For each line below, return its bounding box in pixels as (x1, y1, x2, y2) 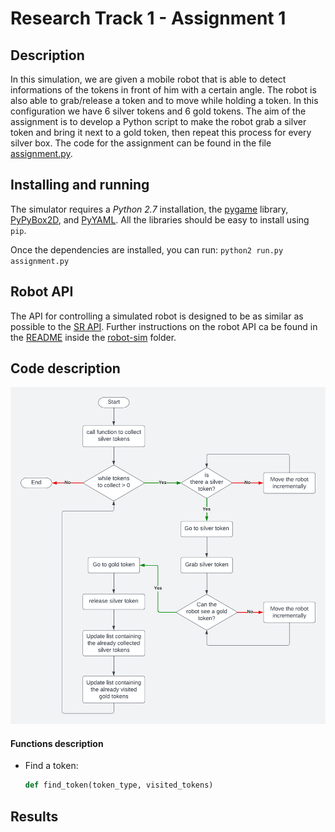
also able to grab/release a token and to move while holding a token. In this (10, 95, 319, 106)
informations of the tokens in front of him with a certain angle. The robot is (10, 84, 317, 96)
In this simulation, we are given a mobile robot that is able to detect (10, 73, 287, 85)
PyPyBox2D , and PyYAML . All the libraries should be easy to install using (10, 213, 310, 226)
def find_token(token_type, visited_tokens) (24, 780, 214, 791)
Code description (10, 360, 121, 377)
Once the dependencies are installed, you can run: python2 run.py (10, 243, 284, 256)
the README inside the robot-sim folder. (10, 331, 177, 343)
